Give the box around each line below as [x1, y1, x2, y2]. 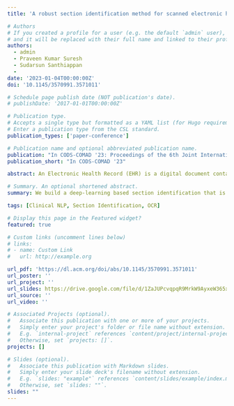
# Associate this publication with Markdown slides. [7, 362, 170, 370]
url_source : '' [7, 292, 52, 299]
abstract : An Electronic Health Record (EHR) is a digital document [7, 170, 210, 178]
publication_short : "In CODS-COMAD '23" [7, 158, 127, 165]
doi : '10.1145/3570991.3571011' [7, 81, 101, 88]
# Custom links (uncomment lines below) [7, 234, 127, 241]
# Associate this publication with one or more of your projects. [7, 317, 210, 324]
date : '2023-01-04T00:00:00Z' [7, 75, 95, 82]
